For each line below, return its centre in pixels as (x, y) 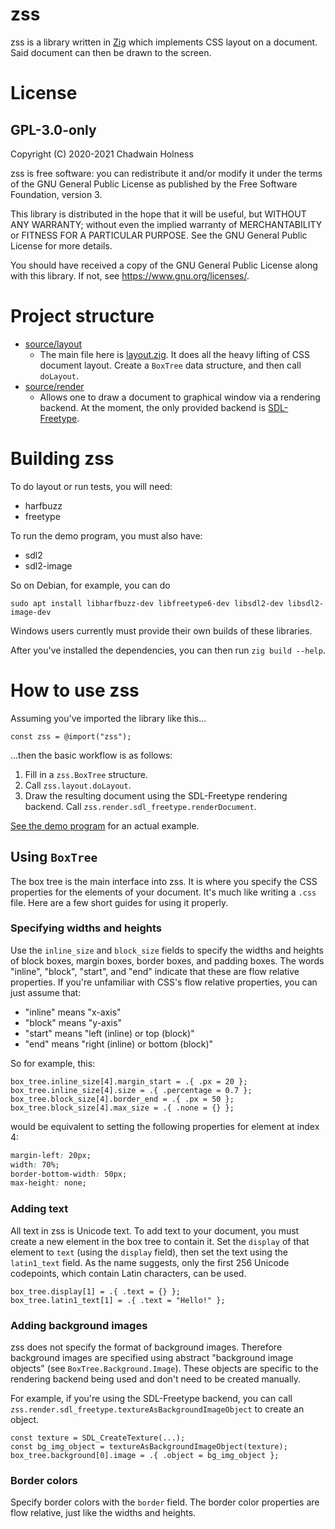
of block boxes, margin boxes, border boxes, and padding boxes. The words (167, 960)
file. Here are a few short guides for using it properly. (119, 902)
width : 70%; (35, 1164)
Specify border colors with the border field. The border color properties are (165, 1502)
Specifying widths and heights (86, 928)
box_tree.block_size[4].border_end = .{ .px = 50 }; (122, 1099)
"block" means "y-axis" (73, 1022)
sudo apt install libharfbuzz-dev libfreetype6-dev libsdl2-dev (147, 603)
